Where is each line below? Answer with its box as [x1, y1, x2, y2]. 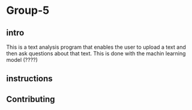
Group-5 [6, 4, 50, 17]
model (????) [6, 57, 38, 63]
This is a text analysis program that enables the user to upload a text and [6, 43, 186, 50]
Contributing [6, 94, 55, 104]
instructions [6, 73, 53, 84]
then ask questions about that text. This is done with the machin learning [6, 50, 186, 57]
